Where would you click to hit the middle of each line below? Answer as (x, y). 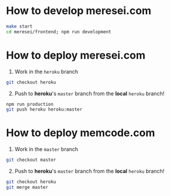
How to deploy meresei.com (76, 55)
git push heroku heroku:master (44, 109)
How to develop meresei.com (79, 11)
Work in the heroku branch (46, 71)
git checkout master (31, 160)
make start (19, 26)
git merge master (27, 187)
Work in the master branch (46, 149)
